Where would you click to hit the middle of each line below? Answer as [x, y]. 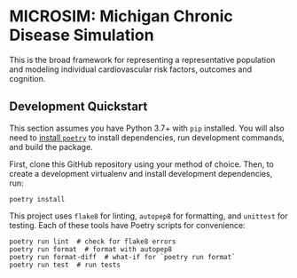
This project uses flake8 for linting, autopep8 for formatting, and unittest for [148, 216]
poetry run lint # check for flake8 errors [93, 242]
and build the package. [51, 147]
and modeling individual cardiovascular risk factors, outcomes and [131, 69]
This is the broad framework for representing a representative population [142, 60]
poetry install [37, 199]
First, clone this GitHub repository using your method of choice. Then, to [142, 164]
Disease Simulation [82, 35]
